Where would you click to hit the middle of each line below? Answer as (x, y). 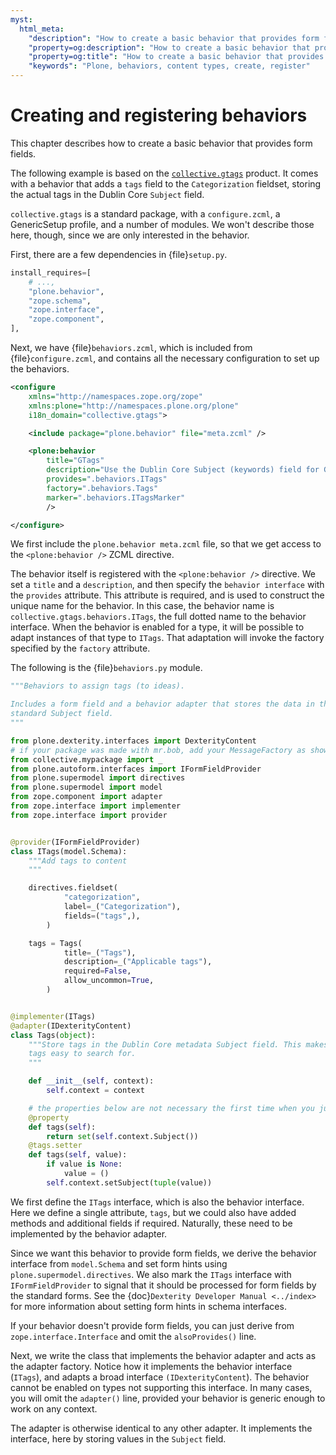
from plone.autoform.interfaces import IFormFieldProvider (136, 769)
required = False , (97, 971)
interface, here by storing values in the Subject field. (118, 1438)
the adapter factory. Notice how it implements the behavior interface (151, 1366)
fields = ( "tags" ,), (102, 916)
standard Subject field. (62, 714)
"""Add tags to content (78, 861)
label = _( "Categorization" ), (122, 907)
